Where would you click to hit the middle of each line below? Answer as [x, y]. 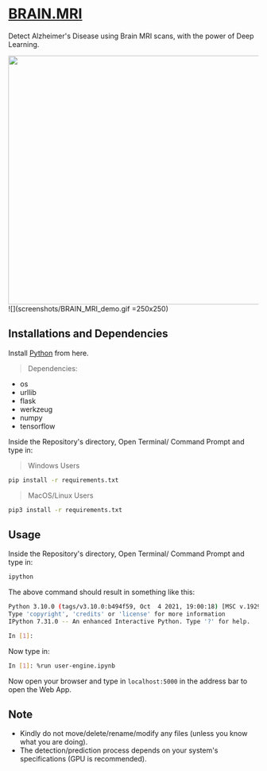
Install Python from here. [48, 353]
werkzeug [36, 409]
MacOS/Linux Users [60, 495]
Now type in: [29, 651]
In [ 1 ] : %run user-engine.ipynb [62, 666]
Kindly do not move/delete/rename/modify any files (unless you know [133, 734]
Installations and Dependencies [88, 334]
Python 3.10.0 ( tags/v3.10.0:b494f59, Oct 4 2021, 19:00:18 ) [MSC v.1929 [135, 607]
